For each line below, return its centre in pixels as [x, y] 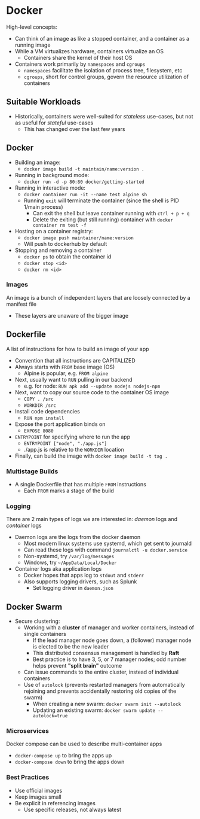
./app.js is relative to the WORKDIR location [74, 449]
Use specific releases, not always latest [72, 809]
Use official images [39, 790]
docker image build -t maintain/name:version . [84, 169]
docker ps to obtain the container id [67, 256]
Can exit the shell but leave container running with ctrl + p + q [111, 213]
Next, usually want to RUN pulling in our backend [73, 379]
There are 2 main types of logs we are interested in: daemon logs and [92, 519]
